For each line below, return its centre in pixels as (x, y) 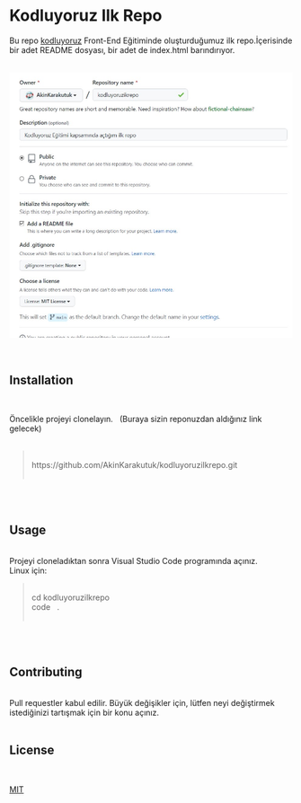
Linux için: (28, 570)
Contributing (46, 671)
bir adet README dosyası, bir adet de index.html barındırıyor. (122, 49)
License (32, 750)
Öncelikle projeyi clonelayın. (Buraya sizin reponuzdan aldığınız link (136, 419)
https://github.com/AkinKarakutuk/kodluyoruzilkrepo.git (134, 465)
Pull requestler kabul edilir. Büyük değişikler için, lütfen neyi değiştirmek (142, 702)
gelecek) (26, 428)
